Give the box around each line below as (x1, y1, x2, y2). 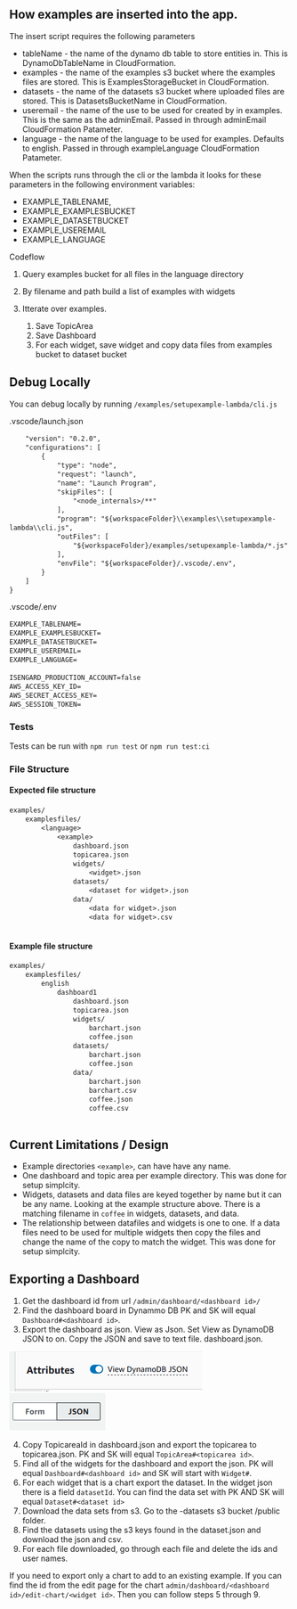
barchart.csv (88, 1087, 138, 1096)
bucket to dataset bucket (35, 349, 127, 359)
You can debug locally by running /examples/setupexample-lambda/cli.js (9, 398, 277, 409)
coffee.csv (88, 1104, 129, 1113)
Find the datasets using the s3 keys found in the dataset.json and (21, 1524, 261, 1535)
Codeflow (9, 251, 45, 262)
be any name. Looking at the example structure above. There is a (21, 1199, 261, 1210)
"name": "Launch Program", (56, 479, 157, 488)
